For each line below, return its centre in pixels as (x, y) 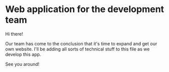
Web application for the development (85, 9)
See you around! (22, 64)
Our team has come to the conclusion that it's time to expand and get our (81, 43)
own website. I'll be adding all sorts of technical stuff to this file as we (77, 49)
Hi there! (14, 34)
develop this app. (23, 54)
